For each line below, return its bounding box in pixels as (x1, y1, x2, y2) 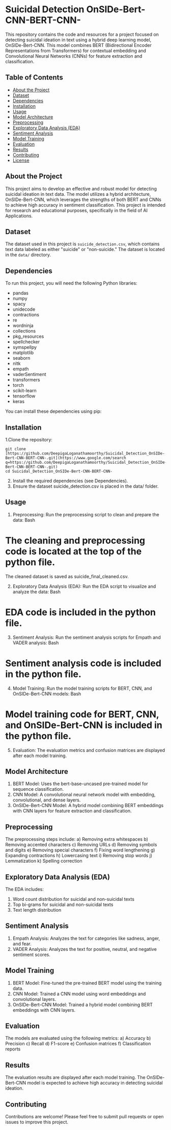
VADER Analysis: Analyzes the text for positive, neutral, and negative (12, 946, 157, 952)
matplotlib (12, 349, 34, 356)
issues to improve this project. (5, 1119, 69, 1125)
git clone (5, 446, 26, 451)
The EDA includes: (5, 886, 44, 892)
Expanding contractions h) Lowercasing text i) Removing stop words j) (5, 852, 153, 859)
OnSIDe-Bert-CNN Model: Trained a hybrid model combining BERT (12, 1001, 153, 1008)
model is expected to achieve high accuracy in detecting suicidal (27, 1080, 163, 1086)
